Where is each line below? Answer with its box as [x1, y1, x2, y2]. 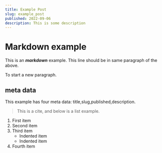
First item [12, 118, 31, 123]
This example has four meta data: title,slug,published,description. [5, 99, 136, 105]
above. [5, 62, 19, 68]
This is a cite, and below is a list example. [16, 108, 100, 114]
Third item [12, 128, 33, 134]
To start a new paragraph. [5, 72, 57, 78]
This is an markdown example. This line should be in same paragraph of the [5, 58, 158, 63]
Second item [12, 123, 38, 128]
